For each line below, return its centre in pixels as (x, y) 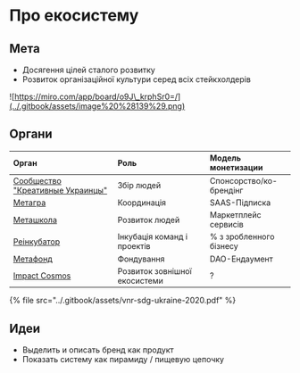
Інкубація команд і (153, 236)
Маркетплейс (235, 215)
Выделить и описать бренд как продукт (98, 350)
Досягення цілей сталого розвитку (89, 70)
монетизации (236, 168)
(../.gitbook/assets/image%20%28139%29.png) (97, 106)
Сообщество (37, 180)
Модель (225, 158)
